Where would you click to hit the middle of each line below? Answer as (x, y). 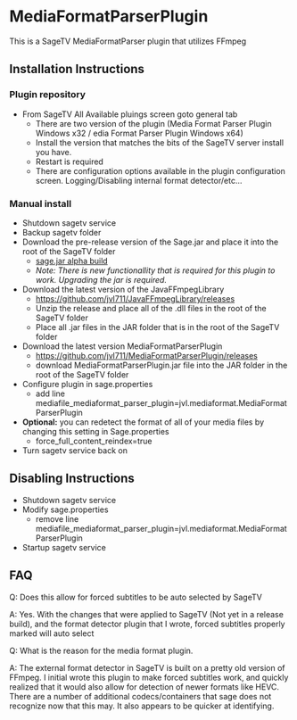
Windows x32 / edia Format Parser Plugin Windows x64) (139, 133)
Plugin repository (48, 95)
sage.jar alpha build (72, 261)
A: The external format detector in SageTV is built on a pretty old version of (147, 667)
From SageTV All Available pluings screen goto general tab (130, 114)
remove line (57, 518)
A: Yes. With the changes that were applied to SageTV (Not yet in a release (146, 614)
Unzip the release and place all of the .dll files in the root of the (151, 308)
